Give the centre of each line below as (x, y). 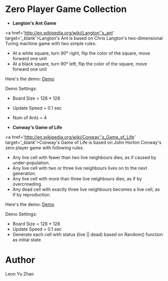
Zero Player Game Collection (66, 9)
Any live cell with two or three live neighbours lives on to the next (80, 168)
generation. (24, 173)
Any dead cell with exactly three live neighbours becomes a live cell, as (86, 189)
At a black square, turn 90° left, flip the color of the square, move (80, 64)
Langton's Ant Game (34, 23)
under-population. (31, 163)
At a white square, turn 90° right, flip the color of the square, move (81, 53)
